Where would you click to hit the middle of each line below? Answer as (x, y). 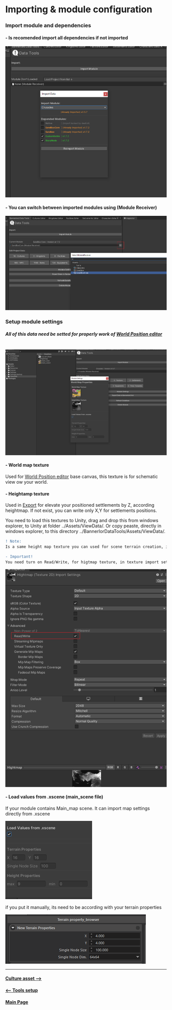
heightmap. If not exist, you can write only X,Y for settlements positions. (81, 510)
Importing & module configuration (79, 9)
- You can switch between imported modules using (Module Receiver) (81, 207)
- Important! (19, 556)
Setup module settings (34, 322)
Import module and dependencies (48, 26)
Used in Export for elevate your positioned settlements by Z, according (80, 505)
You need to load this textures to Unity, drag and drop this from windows (82, 521)
